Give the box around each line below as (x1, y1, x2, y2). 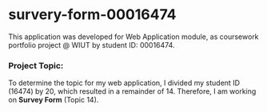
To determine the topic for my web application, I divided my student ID (8, 78, 240, 88)
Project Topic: (8, 60, 64, 71)
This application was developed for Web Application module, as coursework (8, 32, 259, 41)
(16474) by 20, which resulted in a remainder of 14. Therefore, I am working (8, 87, 257, 96)
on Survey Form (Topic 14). (8, 95, 99, 105)
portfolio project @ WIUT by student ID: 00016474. (8, 40, 175, 49)
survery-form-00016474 (8, 6, 177, 24)
